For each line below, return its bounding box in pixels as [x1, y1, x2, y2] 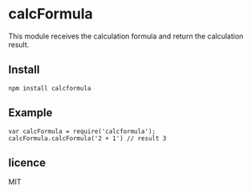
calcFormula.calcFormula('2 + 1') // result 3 [8, 134, 167, 143]
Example [8, 106, 53, 120]
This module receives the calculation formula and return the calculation [8, 31, 244, 41]
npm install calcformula [8, 84, 91, 92]
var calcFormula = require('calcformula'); [8, 127, 156, 135]
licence [8, 155, 47, 169]
